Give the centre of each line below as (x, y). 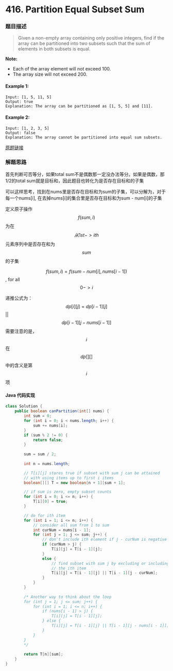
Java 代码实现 (20, 395)
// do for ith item (45, 516)
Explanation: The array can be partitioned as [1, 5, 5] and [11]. (79, 106)
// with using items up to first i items (69, 478)
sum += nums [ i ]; (50, 426)
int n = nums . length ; (47, 464)
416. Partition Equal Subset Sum (75, 10)
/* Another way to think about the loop (68, 597)
